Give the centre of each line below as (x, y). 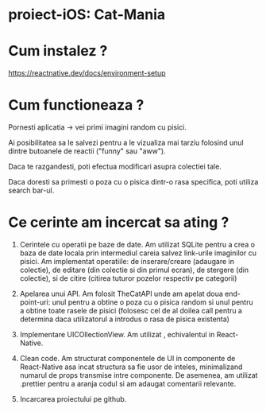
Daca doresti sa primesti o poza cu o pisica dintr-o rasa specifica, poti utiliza (133, 182)
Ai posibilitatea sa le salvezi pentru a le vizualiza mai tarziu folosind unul (126, 143)
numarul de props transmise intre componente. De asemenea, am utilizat (139, 375)
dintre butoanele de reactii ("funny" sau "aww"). (87, 151)
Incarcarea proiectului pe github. (73, 399)
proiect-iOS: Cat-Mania (87, 15)
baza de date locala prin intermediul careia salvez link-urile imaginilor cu (138, 253)
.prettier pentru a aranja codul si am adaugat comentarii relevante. (128, 384)
